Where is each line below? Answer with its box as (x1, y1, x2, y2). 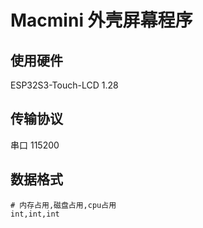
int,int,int (10, 209, 60, 219)
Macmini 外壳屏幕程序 (10, 9, 193, 32)
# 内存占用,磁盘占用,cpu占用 (10, 200, 117, 210)
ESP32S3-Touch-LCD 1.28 (10, 79, 119, 91)
